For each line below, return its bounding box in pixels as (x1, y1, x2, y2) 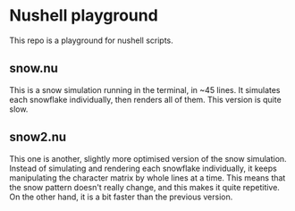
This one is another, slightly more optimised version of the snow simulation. (9, 153, 288, 164)
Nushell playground (9, 5, 158, 26)
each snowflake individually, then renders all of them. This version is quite (9, 94, 282, 105)
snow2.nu (9, 130, 67, 145)
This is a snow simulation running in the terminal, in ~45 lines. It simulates (9, 84, 281, 95)
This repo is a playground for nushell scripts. (9, 35, 174, 46)
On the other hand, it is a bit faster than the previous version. (9, 191, 233, 202)
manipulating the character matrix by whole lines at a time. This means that (9, 172, 286, 183)
